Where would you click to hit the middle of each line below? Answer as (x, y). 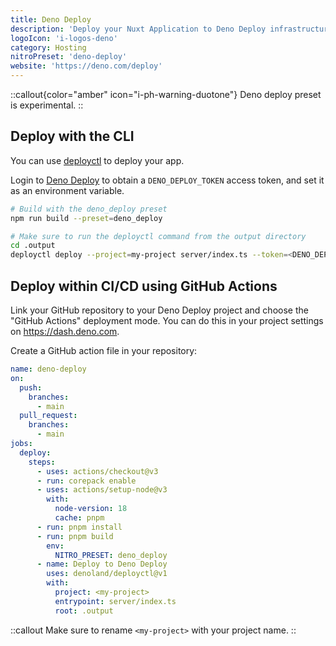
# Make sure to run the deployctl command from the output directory (158, 236)
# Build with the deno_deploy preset (89, 209)
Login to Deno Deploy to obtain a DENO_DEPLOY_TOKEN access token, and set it (167, 180)
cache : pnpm (79, 518)
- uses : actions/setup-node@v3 (102, 490)
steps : (42, 462)
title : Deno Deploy (51, 19)
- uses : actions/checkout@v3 (97, 471)
